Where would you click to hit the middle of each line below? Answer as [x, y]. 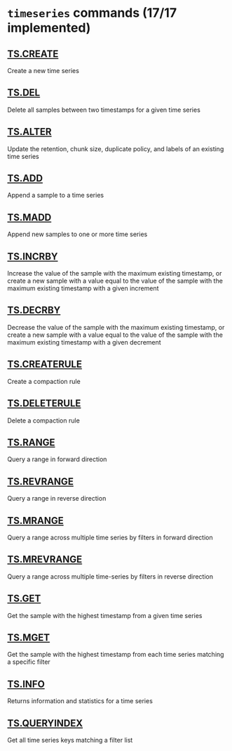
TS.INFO [26, 684]
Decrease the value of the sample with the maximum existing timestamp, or [116, 327]
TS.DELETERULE [44, 403]
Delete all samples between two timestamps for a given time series [104, 110]
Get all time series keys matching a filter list [70, 740]
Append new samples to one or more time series [77, 234]
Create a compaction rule [44, 381]
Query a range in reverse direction [57, 499]
